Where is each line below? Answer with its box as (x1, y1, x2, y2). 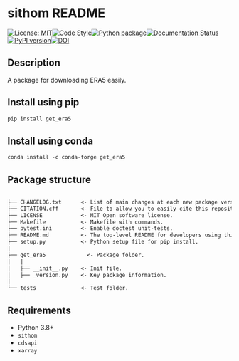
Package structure (7, 173, 91, 186)
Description (7, 57, 60, 69)
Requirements (7, 304, 71, 316)
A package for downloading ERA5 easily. (7, 75, 127, 84)
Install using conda (7, 135, 94, 147)
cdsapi (17, 340, 38, 347)
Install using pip (7, 96, 80, 108)
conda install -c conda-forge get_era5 (7, 154, 126, 161)
